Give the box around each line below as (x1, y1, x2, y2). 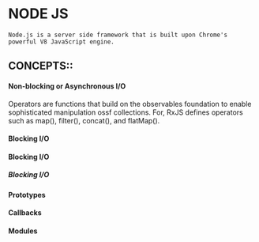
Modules (8, 226, 38, 236)
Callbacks (8, 208, 42, 217)
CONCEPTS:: (8, 59, 73, 73)
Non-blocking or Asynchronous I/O (8, 81, 126, 91)
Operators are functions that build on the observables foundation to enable (8, 99, 252, 108)
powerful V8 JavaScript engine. (8, 37, 114, 46)
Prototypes (8, 190, 46, 199)
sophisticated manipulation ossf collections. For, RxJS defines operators (8, 108, 243, 117)
